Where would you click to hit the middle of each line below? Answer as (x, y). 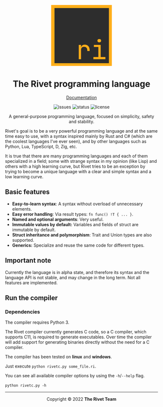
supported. (23, 240)
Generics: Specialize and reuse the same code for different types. (78, 245)
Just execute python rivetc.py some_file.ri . (50, 366)
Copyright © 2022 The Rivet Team (81, 399)
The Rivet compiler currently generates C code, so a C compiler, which (76, 332)
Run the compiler (32, 298)
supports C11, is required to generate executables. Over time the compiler (78, 337)
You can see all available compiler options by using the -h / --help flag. (75, 376)
